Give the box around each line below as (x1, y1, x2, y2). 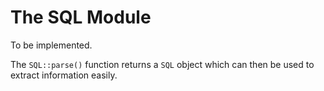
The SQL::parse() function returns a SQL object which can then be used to (10, 58, 315, 70)
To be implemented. (10, 39, 93, 51)
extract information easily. (10, 69, 118, 81)
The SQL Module (10, 6, 152, 29)
